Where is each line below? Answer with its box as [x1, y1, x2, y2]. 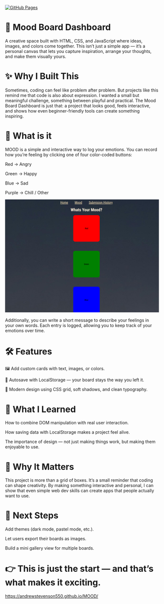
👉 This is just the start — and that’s [5, 563, 154, 575]
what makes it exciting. [5, 577, 101, 588]
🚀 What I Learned [5, 404, 76, 415]
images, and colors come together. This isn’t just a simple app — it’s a [5, 43, 145, 49]
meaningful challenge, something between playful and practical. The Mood [5, 97, 156, 103]
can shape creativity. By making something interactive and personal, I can [5, 483, 154, 488]
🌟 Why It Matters [5, 461, 74, 472]
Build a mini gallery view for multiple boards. [5, 545, 94, 551]
